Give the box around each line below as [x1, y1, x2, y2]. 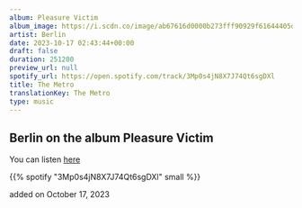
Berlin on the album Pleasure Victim [9, 130, 214, 145]
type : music [9, 96, 54, 106]
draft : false [9, 47, 58, 56]
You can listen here [9, 154, 81, 165]
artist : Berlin [9, 30, 67, 39]
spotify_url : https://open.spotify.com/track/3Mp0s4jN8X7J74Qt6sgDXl [9, 72, 276, 81]
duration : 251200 [9, 55, 75, 64]
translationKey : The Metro [9, 88, 111, 97]
